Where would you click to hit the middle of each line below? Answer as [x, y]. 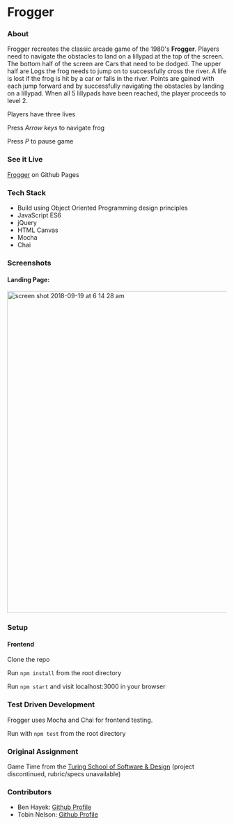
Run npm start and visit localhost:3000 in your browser [86, 686]
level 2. [17, 101]
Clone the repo [29, 660]
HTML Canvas [38, 230]
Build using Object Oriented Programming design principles [102, 208]
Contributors [30, 792]
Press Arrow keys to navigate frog [56, 128]
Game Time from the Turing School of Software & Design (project [101, 766]
